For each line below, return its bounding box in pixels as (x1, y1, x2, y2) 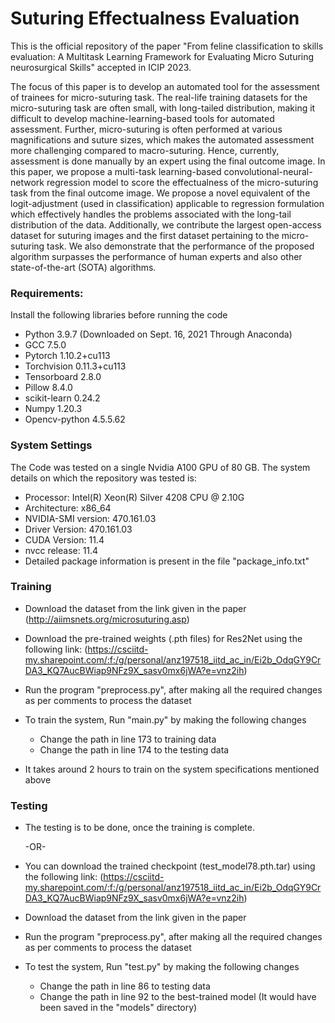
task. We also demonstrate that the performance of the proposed (46, 240, 315, 252)
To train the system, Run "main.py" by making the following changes (24, 713, 307, 726)
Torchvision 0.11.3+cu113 (24, 360, 127, 372)
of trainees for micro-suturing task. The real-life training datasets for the (10, 91, 308, 103)
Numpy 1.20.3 (24, 403, 83, 415)
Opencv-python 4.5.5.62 (24, 413, 126, 426)
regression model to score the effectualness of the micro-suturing (46, 176, 319, 188)
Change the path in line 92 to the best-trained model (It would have (39, 991, 317, 1003)
